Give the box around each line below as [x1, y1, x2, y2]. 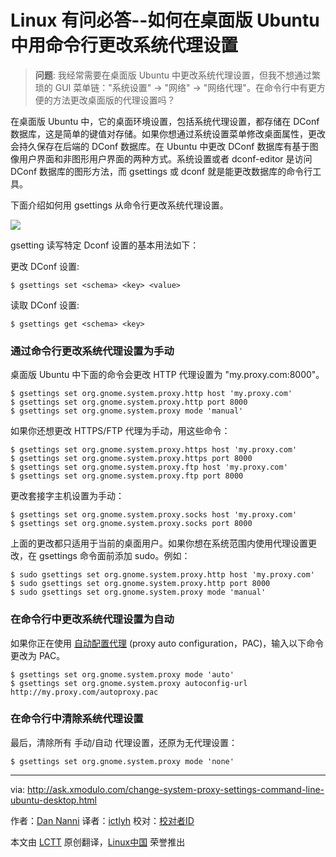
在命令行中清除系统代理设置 [10, 712, 144, 726]
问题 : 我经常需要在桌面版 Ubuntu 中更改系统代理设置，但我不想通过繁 [34, 69, 322, 81]
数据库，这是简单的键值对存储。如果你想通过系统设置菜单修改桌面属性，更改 [10, 127, 326, 140]
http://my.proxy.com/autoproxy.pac [10, 687, 159, 697]
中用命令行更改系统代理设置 [10, 34, 239, 57]
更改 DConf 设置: [10, 260, 80, 272]
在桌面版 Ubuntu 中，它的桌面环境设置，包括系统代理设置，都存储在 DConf [10, 115, 320, 127]
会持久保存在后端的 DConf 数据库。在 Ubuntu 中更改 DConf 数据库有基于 [10, 140, 310, 152]
